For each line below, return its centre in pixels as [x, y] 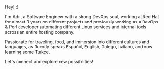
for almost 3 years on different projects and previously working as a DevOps [82, 22]
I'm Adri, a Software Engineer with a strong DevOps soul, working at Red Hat [82, 16]
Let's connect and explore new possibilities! [49, 61]
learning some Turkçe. [28, 52]
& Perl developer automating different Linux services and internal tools [76, 27]
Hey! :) [12, 7]
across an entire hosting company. [40, 32]
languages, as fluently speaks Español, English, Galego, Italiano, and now [79, 47]
